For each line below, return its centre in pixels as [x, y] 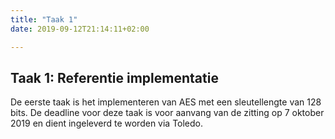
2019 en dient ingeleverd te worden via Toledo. [107, 123]
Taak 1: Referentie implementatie [114, 77]
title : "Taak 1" [44, 19]
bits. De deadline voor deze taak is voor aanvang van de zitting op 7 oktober [167, 113]
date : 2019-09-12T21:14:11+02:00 [80, 29]
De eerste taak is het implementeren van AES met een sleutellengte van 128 [166, 102]
